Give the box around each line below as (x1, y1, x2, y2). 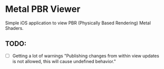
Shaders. (5, 25, 24, 31)
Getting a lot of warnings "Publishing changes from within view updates (12, 53, 160, 59)
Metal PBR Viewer (5, 3, 81, 15)
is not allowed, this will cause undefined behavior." (12, 58, 116, 64)
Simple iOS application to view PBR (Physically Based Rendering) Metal (5, 20, 151, 26)
